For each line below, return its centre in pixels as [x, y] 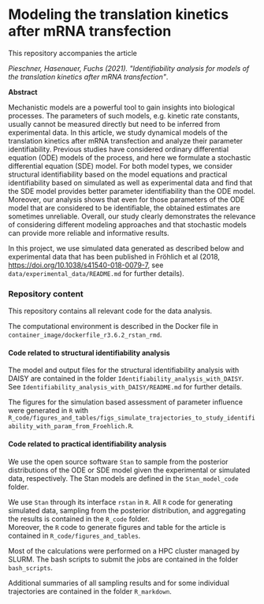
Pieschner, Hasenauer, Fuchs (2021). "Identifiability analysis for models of [129, 68]
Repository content [46, 293]
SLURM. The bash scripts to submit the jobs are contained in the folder [123, 559]
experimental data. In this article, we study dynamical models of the [118, 132]
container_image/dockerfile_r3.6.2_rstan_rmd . [85, 335]
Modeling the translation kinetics [119, 15]
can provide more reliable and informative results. [89, 233]
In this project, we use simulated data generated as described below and [126, 248]
